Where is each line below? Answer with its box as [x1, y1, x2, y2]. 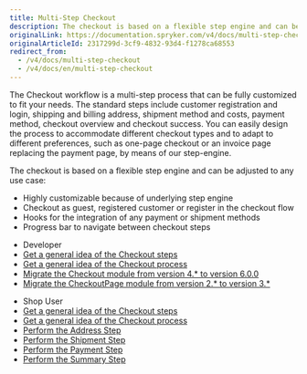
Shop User [22, 296, 64, 306]
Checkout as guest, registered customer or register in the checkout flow [22, 202, 294, 213]
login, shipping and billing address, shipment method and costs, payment [9, 109, 285, 119]
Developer [22, 239, 62, 250]
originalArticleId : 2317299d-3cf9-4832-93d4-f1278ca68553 [9, 38, 235, 48]
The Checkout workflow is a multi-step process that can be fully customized [9, 88, 297, 100]
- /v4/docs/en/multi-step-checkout [17, 65, 153, 74]
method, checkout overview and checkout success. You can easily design [9, 118, 289, 129]
